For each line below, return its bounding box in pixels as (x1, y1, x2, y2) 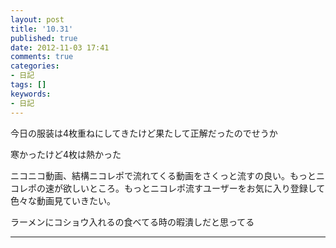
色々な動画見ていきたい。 (10, 194, 116, 206)
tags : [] (10, 80, 47, 90)
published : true (10, 33, 78, 43)
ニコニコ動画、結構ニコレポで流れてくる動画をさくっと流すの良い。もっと (10, 169, 317, 181)
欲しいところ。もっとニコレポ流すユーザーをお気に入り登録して (62, 182, 326, 194)
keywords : (10, 89, 52, 99)
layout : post (10, 14, 65, 25)
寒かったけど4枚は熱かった (10, 148, 122, 160)
